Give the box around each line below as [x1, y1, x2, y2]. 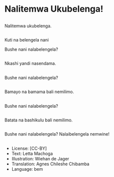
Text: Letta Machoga [11, 150, 53, 157]
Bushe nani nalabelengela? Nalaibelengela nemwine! [4, 131, 110, 137]
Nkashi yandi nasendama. [4, 60, 56, 66]
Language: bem [11, 166, 43, 172]
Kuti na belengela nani [4, 37, 49, 42]
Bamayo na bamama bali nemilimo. [4, 89, 74, 95]
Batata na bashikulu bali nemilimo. [4, 117, 73, 123]
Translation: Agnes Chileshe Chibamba [11, 161, 90, 167]
